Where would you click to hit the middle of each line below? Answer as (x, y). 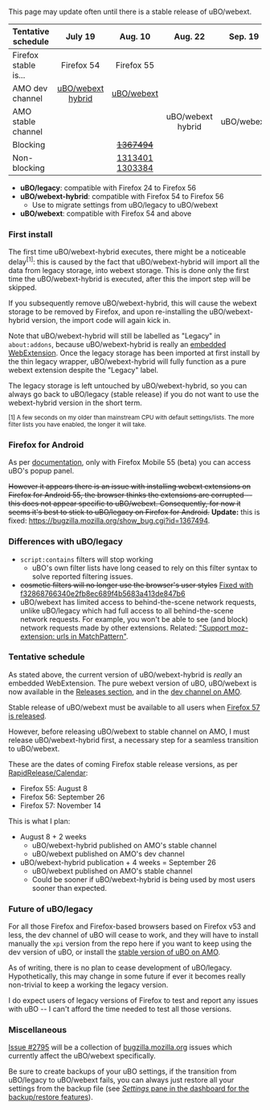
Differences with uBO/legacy (65, 541)
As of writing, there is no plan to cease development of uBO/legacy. (120, 968)
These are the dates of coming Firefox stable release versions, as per (123, 764)
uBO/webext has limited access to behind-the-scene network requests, (138, 602)
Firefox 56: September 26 (62, 797)
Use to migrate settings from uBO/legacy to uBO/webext (125, 205)
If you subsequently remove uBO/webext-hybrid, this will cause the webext (133, 303)
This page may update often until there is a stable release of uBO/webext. (130, 12)
